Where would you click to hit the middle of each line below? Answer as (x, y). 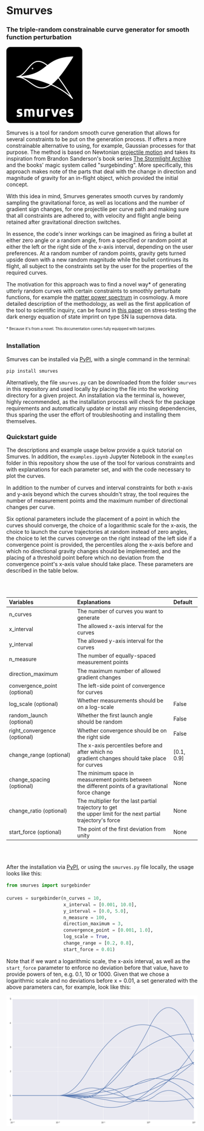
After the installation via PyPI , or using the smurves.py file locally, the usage (100, 867)
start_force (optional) (35, 832)
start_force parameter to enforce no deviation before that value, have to (97, 967)
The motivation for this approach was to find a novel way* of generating (96, 285)
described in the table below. (42, 570)
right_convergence (32, 730)
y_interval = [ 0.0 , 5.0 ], (96, 911)
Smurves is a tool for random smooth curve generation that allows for (93, 133)
